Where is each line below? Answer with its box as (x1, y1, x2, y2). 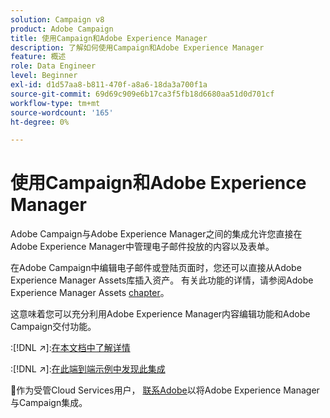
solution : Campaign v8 (10, 14, 105, 25)
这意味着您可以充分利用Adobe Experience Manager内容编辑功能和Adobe (10, 308, 311, 320)
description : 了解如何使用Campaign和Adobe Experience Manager (10, 42, 265, 53)
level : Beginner (10, 71, 78, 81)
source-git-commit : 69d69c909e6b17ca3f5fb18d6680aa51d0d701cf (10, 89, 275, 99)
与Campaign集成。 (10, 397, 88, 409)
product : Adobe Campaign (10, 24, 114, 34)
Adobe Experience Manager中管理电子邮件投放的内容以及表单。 (10, 241, 275, 253)
